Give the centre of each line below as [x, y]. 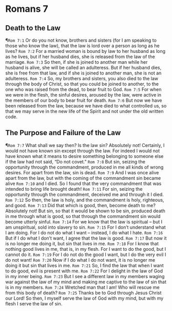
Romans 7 [27, 9]
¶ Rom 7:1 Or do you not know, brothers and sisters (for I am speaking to [81, 40]
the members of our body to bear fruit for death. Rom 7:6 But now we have [84, 100]
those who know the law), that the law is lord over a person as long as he [83, 46]
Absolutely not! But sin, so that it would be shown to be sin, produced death [85, 211]
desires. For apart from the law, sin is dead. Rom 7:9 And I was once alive [82, 172]
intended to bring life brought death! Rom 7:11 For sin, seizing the [74, 189]
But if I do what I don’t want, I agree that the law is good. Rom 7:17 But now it [86, 238]
